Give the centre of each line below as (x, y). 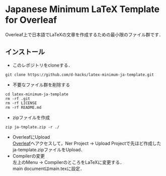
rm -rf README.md (23, 107)
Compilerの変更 (29, 156)
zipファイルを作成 (31, 118)
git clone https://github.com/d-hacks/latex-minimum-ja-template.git (80, 75)
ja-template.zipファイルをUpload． (49, 149)
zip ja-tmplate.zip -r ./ (32, 127)
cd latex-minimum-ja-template (37, 94)
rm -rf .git (18, 99)
